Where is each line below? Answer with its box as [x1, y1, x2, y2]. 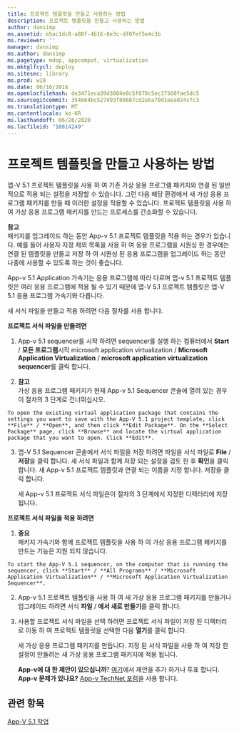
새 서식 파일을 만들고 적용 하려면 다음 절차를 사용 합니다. [7, 307, 163, 315]
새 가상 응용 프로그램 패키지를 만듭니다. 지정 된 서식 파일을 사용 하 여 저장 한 [17, 641, 229, 650]
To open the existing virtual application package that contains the [7, 409, 219, 417]
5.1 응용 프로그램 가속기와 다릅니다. [7, 292, 105, 300]
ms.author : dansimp [7, 51, 66, 58]
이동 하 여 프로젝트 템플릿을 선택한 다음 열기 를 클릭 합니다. [25, 626, 188, 635]
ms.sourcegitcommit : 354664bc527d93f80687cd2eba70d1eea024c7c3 [7, 97, 200, 104]
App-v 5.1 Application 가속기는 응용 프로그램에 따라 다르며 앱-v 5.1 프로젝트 [7, 274, 219, 282]
